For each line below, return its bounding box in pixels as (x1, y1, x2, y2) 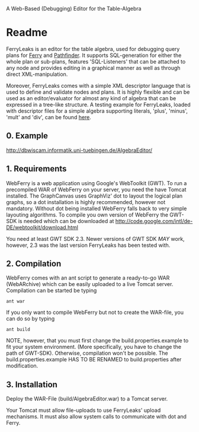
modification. (6, 362, 38, 370)
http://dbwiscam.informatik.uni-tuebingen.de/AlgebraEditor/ (6, 147, 153, 154)
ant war (6, 298, 25, 304)
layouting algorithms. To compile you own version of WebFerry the (6, 211, 169, 218)
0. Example (6, 131, 49, 141)
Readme (6, 26, 48, 39)
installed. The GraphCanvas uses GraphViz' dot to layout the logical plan (6, 192, 183, 199)
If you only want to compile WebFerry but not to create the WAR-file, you (6, 309, 184, 316)
